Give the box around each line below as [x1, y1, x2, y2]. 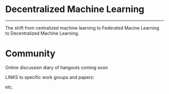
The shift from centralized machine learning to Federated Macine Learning [5, 25, 159, 31]
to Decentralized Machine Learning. [5, 30, 79, 36]
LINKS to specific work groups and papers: [5, 74, 95, 80]
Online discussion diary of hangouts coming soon [5, 64, 108, 70]
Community [5, 48, 56, 59]
